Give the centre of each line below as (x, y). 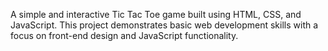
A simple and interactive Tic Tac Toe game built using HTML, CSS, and (156, 14)
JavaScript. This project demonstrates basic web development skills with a (164, 25)
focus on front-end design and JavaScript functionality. (124, 35)
